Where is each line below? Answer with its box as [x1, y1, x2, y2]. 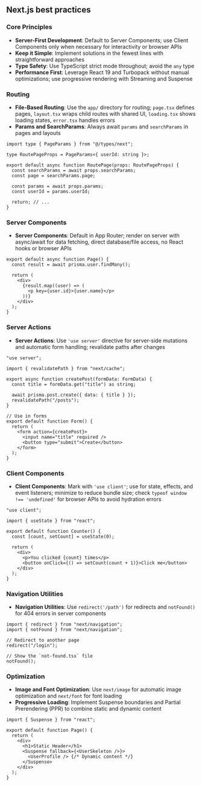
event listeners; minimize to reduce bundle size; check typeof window [14, 489, 187, 496]
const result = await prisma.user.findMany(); [11, 262, 131, 268]
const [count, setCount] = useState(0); [11, 533, 115, 539]
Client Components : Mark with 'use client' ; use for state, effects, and [14, 482, 194, 490]
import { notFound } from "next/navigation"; [6, 627, 122, 633]
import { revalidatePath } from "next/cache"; [6, 365, 125, 371]
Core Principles [6, 23, 52, 31]
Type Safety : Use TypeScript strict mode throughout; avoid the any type [14, 62, 195, 69]
